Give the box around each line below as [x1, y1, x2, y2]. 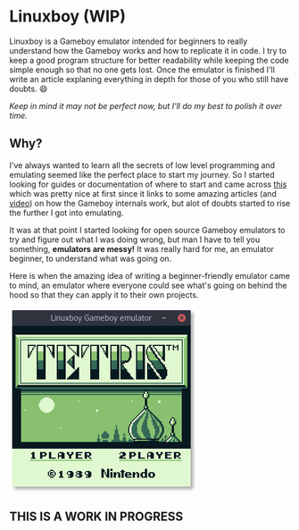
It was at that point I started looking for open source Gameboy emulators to [9, 224, 286, 235]
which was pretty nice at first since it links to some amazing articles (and [9, 188, 277, 198]
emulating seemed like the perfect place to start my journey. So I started [9, 169, 275, 180]
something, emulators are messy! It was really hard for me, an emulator [9, 243, 275, 254]
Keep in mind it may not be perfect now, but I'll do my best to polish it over [9, 100, 283, 111]
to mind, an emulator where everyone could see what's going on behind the [9, 280, 287, 290]
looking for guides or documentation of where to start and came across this [9, 179, 287, 189]
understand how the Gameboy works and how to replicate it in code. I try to [9, 45, 287, 55]
